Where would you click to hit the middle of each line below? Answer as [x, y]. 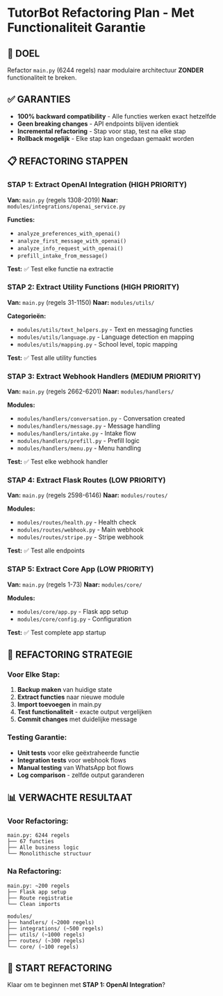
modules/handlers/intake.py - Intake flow [77, 433]
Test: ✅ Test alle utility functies [52, 358]
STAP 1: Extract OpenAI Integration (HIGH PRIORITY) [97, 185]
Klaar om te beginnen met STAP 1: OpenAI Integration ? [86, 985]
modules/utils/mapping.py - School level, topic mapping [97, 344]
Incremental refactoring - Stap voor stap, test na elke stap [101, 131]
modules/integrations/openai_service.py [67, 206]
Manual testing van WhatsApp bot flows [75, 767]
